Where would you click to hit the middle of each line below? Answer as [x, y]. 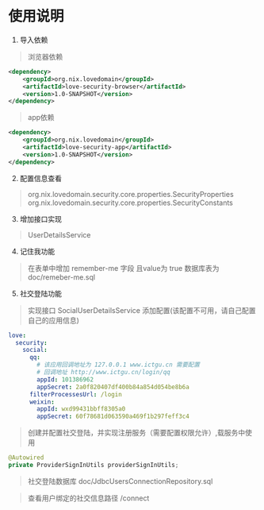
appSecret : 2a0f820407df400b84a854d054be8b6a [113, 387]
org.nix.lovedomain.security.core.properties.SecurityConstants [130, 203]
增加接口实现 [40, 218]
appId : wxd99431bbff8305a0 [81, 409]
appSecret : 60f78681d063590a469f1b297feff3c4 [113, 417]
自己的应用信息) [53, 320]
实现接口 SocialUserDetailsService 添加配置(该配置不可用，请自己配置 [142, 310]
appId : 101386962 [65, 379]
